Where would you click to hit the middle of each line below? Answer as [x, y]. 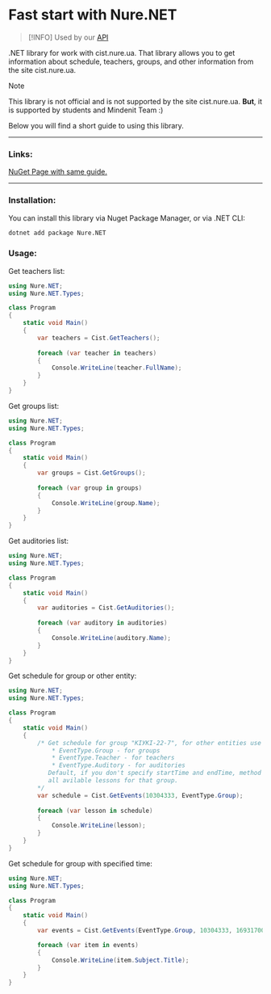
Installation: [32, 200]
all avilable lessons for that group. [113, 781]
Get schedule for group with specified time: [81, 863]
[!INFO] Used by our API [68, 37]
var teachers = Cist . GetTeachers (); [99, 338]
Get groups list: [34, 406]
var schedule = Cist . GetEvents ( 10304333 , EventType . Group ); [140, 795]
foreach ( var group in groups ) [90, 488]
